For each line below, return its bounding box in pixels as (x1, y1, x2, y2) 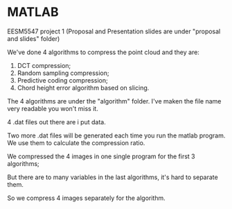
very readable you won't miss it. (7, 104, 98, 112)
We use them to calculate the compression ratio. (7, 138, 145, 147)
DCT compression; (17, 61, 71, 69)
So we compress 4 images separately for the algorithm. (7, 194, 166, 202)
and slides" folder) (7, 34, 60, 42)
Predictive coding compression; (17, 76, 109, 84)
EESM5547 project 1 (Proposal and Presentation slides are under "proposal (7, 27, 221, 35)
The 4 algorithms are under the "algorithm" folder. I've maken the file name (7, 97, 222, 105)
